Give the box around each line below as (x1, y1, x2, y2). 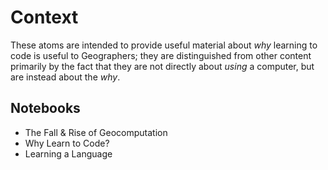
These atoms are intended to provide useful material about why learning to (10, 39, 318, 51)
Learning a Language (24, 147, 113, 160)
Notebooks (10, 100, 81, 117)
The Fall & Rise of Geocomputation (24, 126, 168, 138)
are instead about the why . (10, 71, 121, 83)
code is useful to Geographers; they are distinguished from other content (10, 49, 312, 61)
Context (10, 6, 79, 29)
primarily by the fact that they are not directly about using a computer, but (10, 60, 315, 72)
